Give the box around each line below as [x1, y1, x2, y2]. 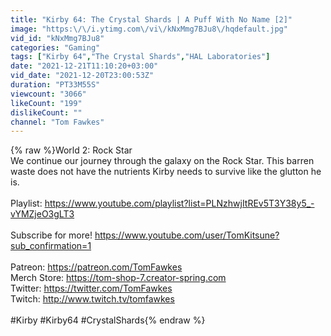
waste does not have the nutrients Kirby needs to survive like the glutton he [10, 166, 322, 178]
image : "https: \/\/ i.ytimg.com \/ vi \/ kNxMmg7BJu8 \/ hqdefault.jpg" [10, 24, 288, 34]
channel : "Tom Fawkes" [10, 117, 105, 127]
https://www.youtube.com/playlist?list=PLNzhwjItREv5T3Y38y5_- [44, 197, 315, 210]
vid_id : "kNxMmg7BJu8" [10, 33, 105, 43]
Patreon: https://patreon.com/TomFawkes [10, 261, 183, 273]
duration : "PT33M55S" [10, 80, 101, 90]
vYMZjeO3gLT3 [10, 208, 75, 220]
